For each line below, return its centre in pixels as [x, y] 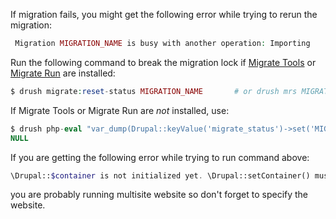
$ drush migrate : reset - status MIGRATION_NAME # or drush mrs [154, 91]
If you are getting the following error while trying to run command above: [160, 157]
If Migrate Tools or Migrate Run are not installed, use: [120, 110]
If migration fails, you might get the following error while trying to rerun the [164, 14]
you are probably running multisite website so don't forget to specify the [159, 195]
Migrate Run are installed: [63, 73]
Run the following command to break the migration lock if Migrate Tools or [163, 62]
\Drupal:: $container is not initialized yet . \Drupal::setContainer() [160, 175]
